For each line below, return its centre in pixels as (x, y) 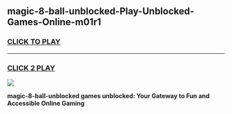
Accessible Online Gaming (46, 103)
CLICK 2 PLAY (31, 68)
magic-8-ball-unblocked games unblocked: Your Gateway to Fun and (108, 95)
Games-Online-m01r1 (54, 22)
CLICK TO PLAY (34, 42)
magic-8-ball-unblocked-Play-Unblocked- (101, 11)
